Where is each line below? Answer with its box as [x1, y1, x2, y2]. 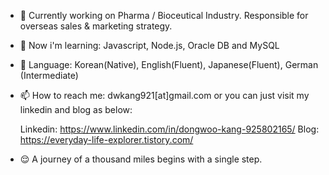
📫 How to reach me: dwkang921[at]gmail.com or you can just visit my [19, 90, 310, 101]
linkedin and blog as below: [19, 104, 133, 115]
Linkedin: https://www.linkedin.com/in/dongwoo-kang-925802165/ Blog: [19, 123, 320, 135]
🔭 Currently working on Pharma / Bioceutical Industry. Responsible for [19, 10, 309, 21]
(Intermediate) [19, 70, 79, 81]
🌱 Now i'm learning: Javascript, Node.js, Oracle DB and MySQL [19, 40, 280, 51]
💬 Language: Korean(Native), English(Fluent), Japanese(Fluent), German [19, 59, 319, 70]
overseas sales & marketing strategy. [19, 20, 173, 32]
